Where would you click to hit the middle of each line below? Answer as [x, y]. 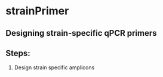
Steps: [18, 53]
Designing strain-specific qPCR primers [81, 33]
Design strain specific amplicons [54, 67]
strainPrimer [37, 11]
